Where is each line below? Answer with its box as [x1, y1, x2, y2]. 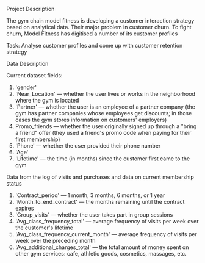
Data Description [6, 60, 49, 67]
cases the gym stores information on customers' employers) [15, 116, 167, 123]
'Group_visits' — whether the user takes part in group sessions [15, 211, 173, 218]
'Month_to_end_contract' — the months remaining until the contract [15, 198, 185, 205]
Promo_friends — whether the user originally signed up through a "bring [15, 123, 197, 130]
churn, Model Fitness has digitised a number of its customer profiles [6, 30, 178, 37]
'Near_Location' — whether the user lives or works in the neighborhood [15, 90, 195, 97]
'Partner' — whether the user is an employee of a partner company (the [15, 103, 195, 110]
